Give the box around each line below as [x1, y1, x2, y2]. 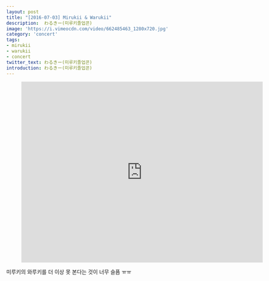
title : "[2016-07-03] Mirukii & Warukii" [6, 14, 112, 21]
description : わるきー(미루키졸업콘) [6, 20, 92, 26]
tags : [6, 37, 20, 43]
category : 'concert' [6, 31, 59, 37]
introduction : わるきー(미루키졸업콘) [6, 65, 92, 71]
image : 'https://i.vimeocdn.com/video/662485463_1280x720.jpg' [6, 25, 169, 32]
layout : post [6, 8, 39, 15]
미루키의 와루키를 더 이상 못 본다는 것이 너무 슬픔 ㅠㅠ [6, 268, 131, 276]
